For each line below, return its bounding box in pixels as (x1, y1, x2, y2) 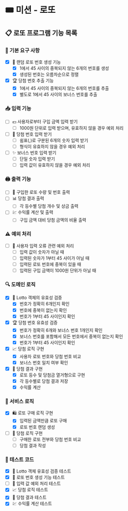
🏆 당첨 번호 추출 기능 (12, 77, 54, 84)
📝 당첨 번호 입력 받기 (12, 131, 52, 137)
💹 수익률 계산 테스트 (12, 501, 52, 507)
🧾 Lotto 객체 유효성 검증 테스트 (12, 468, 72, 474)
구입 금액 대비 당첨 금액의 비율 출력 (19, 217, 87, 223)
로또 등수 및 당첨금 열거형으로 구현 (19, 372, 85, 378)
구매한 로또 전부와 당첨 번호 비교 (19, 436, 81, 442)
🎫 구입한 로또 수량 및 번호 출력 (12, 189, 70, 195)
